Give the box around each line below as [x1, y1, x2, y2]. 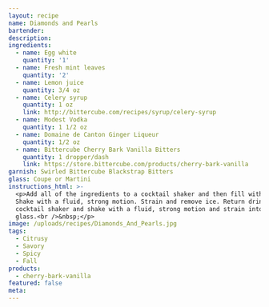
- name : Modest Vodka [15, 116, 88, 124]
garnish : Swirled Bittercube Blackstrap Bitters [8, 168, 174, 176]
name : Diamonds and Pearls [8, 19, 98, 27]
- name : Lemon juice [15, 78, 84, 86]
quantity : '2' [22, 71, 70, 79]
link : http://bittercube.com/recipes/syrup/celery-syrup [22, 109, 217, 117]
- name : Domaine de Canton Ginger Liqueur [15, 130, 159, 138]
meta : [8, 287, 26, 295]
